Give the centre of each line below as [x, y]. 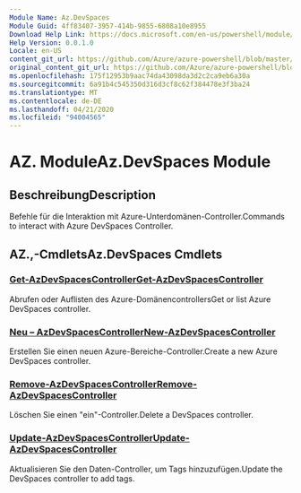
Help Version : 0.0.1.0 [52, 43]
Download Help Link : [48, 34]
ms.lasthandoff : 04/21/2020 [62, 109]
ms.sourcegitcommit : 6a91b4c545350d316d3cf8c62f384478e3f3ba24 [130, 84]
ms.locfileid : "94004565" [57, 117]
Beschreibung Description [83, 195]
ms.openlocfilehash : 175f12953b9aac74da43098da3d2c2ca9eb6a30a [130, 76]
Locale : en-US [36, 51]
